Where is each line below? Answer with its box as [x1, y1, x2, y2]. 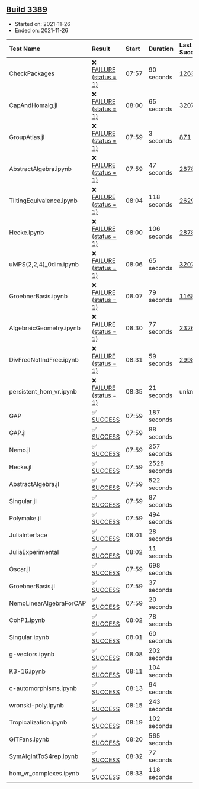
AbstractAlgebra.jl [9, 479, 59, 488]
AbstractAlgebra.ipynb [9, 165, 72, 173]
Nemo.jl [9, 446, 31, 454]
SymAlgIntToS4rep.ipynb [9, 752, 79, 760]
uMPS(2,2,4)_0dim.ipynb [9, 260, 79, 268]
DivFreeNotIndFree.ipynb [9, 355, 79, 363]
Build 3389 [6, 5, 47, 15]
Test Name [9, 44, 40, 53]
